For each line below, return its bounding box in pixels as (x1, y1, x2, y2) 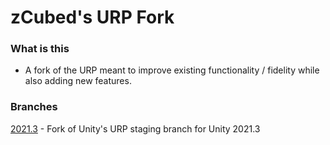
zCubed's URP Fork (10, 6, 175, 29)
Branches (10, 100, 58, 114)
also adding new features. (24, 75, 132, 87)
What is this (10, 42, 70, 56)
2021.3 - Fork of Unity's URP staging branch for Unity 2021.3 (10, 122, 261, 135)
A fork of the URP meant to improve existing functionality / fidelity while (24, 64, 320, 76)
